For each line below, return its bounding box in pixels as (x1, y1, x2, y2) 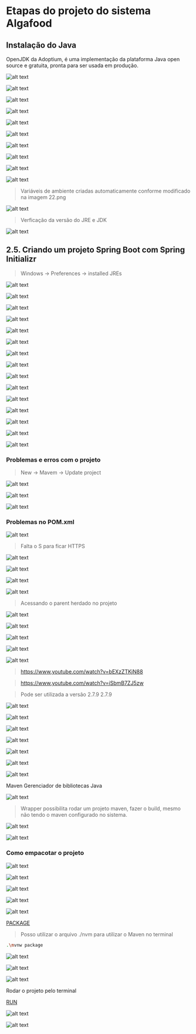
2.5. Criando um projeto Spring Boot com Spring (6, 245, 185, 255)
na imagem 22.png (20, 194, 66, 201)
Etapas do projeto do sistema (6, 4, 151, 18)
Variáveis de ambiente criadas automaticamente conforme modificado (20, 187, 191, 194)
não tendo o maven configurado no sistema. (20, 811, 127, 818)
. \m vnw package (6, 942, 43, 948)
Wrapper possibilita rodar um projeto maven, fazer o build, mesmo (20, 805, 181, 812)
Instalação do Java (6, 40, 76, 50)
